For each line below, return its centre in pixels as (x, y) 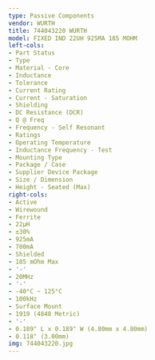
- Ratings (25, 135)
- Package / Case (37, 165)
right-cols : (28, 194)
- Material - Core (39, 68)
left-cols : (26, 46)
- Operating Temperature (50, 142)
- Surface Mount (35, 306)
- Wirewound (28, 209)
